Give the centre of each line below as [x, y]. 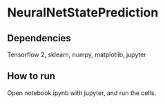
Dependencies [39, 38]
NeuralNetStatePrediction [83, 13]
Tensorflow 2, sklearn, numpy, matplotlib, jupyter [77, 54]
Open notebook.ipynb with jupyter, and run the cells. [82, 93]
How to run [31, 76]
